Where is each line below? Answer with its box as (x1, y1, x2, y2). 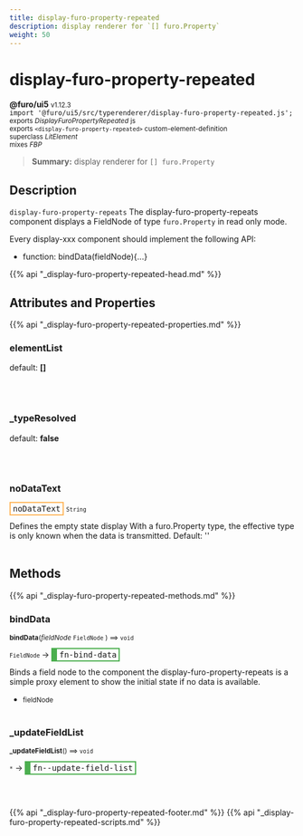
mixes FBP (9, 140, 43, 149)
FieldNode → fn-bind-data (9, 649, 118, 659)
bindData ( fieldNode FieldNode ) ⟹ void (9, 633, 134, 642)
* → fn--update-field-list (9, 763, 134, 774)
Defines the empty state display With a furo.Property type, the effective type (9, 520, 295, 531)
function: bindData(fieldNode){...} (22, 251, 147, 263)
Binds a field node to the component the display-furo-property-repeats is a (9, 667, 289, 677)
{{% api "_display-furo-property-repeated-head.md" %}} (9, 269, 222, 280)
